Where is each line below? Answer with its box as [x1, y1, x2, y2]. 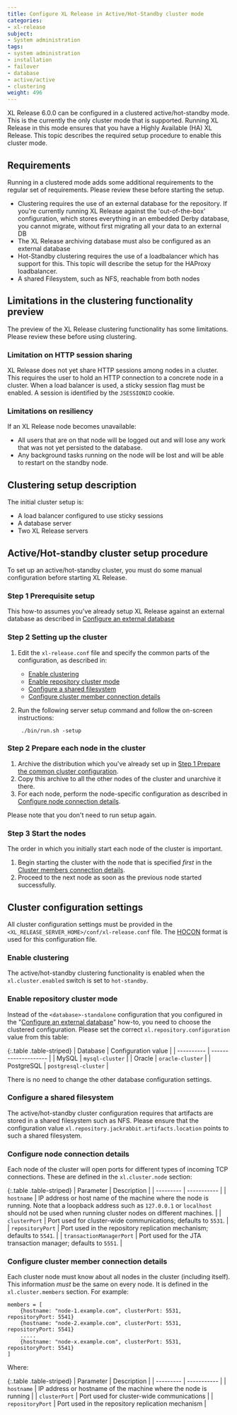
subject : [7, 30, 33, 37]
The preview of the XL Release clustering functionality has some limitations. [7, 325, 229, 333]
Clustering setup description [7, 479, 137, 491]
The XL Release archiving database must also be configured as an [17, 236, 211, 245]
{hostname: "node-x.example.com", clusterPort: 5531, [20, 1339, 182, 1346]
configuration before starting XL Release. [7, 573, 127, 582]
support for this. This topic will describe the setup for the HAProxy [17, 259, 211, 267]
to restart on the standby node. [17, 458, 108, 467]
